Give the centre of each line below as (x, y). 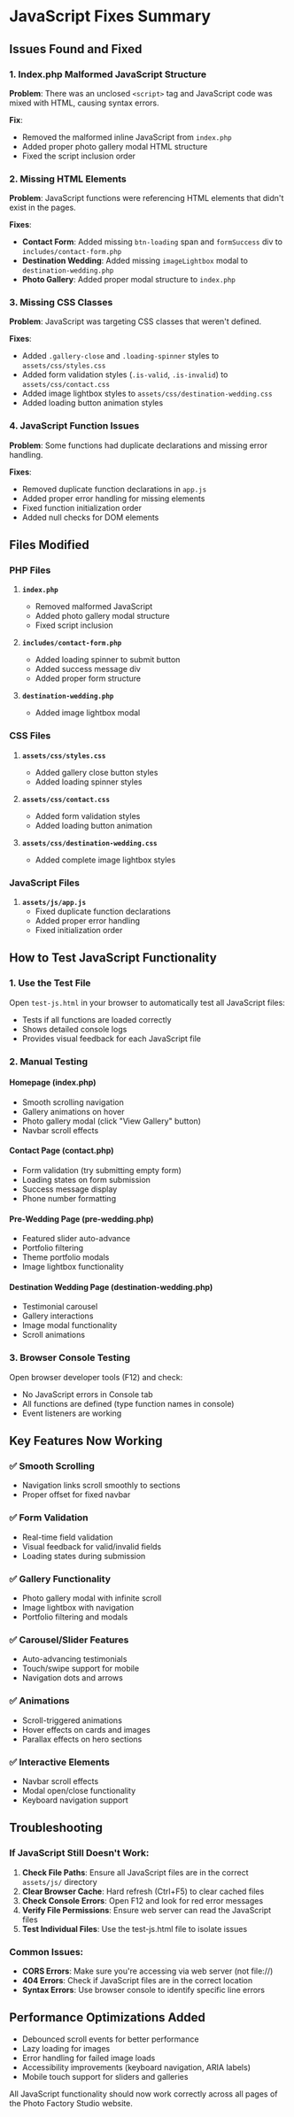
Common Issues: (46, 1951)
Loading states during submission (84, 1556)
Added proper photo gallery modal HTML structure (115, 146)
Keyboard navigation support (75, 1800)
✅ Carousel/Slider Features (69, 1640)
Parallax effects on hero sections (82, 1739)
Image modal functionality (70, 1325)
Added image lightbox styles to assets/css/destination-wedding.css (147, 394)
